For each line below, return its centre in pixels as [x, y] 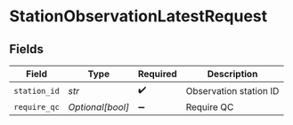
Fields [27, 49]
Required [158, 74]
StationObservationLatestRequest [138, 16]
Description [232, 74]
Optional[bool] [99, 107]
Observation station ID [232, 90]
